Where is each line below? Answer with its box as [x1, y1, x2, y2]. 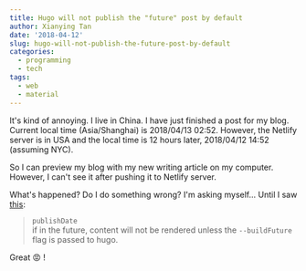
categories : [9, 47, 55, 57]
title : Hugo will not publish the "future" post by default [9, 13, 244, 23]
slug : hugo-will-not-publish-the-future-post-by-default [9, 38, 231, 48]
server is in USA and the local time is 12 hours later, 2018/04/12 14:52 [9, 134, 269, 145]
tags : [9, 73, 30, 82]
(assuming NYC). [9, 143, 74, 155]
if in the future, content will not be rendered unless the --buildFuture [31, 224, 292, 235]
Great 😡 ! [9, 252, 46, 263]
